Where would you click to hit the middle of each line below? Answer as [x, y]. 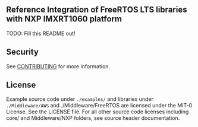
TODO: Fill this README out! [41, 33]
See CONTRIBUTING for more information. [58, 66]
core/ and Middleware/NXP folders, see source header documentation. [93, 118]
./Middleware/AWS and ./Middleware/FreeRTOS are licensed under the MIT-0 [99, 106]
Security [22, 52]
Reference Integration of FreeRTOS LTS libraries [97, 10]
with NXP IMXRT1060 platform [64, 19]
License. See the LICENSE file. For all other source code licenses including [98, 112]
